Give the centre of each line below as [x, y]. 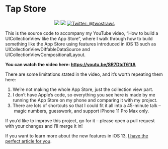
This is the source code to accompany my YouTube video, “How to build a [82, 33]
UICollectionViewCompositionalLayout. [46, 55]
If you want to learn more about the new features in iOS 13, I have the [77, 136]
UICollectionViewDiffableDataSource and [48, 49]
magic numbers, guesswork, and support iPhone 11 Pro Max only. [81, 111]
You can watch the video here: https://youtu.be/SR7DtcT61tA [70, 64]
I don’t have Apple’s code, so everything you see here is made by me [84, 94]
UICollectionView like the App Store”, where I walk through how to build [79, 38]
